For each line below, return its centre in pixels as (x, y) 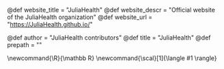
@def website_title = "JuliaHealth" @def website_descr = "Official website (111, 10)
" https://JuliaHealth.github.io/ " (50, 24)
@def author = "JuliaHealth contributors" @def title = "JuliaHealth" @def (109, 38)
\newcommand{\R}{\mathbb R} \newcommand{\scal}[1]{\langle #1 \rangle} (112, 58)
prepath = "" (25, 45)
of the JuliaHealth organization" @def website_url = (80, 17)
